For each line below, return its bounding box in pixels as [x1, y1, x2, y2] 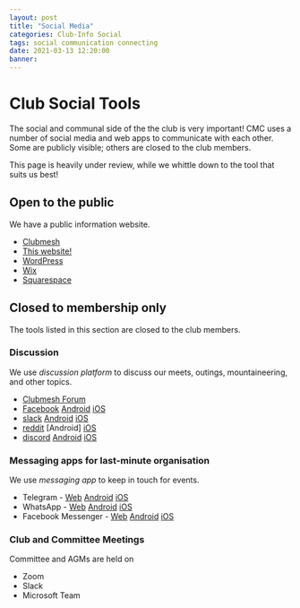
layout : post [9, 13, 58, 22]
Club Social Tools [9, 93, 141, 114]
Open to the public [9, 195, 115, 211]
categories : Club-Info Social [9, 30, 123, 39]
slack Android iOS [21, 413, 89, 423]
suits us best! [9, 169, 59, 179]
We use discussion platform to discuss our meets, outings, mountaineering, [9, 367, 288, 378]
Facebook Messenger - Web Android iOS [21, 511, 175, 522]
